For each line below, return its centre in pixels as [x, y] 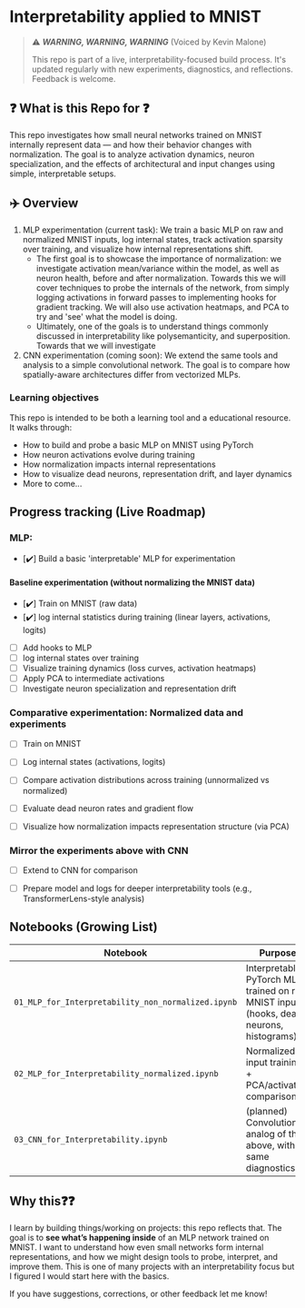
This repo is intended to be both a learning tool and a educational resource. [150, 417]
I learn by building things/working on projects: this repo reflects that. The [146, 1227]
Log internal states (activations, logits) [94, 762]
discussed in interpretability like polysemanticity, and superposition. [163, 336]
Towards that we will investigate [96, 345]
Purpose [278, 953]
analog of [266, 1134]
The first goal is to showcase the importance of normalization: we [159, 258]
